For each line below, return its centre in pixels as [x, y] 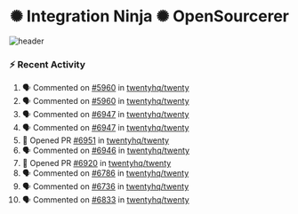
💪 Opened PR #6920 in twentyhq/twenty [97, 163]
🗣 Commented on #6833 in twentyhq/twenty [105, 200]
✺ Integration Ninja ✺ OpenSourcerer [149, 16]
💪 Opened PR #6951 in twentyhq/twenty [96, 140]
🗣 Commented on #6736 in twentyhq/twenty [105, 186]
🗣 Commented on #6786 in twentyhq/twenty [105, 173]
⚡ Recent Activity [48, 64]
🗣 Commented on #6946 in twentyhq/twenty [105, 151]
